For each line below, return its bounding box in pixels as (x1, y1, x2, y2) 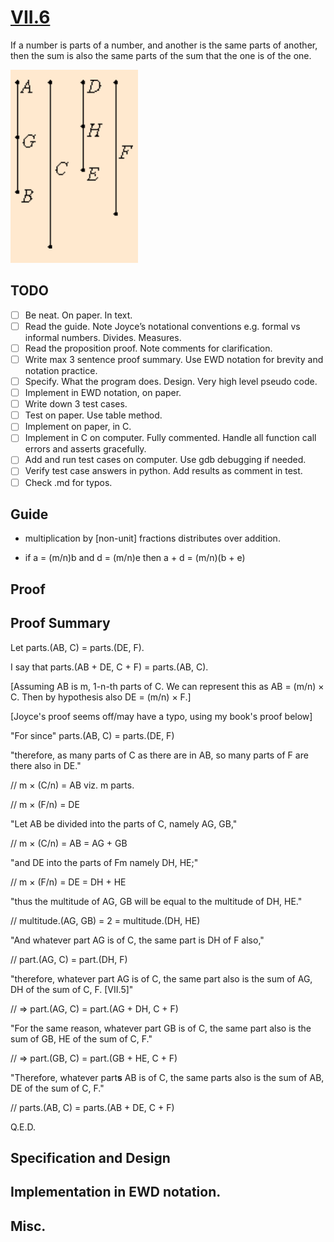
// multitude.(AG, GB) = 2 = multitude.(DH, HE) (10, 914, 201, 926)
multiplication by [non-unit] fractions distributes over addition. (24, 532, 281, 545)
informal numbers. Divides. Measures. (24, 331, 182, 343)
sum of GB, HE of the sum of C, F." (10, 1032, 153, 1045)
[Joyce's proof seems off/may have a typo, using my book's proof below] (10, 710, 313, 722)
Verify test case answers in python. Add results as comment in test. (24, 465, 303, 477)
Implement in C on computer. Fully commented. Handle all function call (24, 432, 317, 444)
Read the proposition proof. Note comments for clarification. (24, 342, 273, 354)
